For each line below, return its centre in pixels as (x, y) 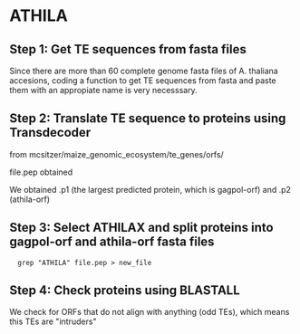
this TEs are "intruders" (53, 321)
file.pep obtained (41, 172)
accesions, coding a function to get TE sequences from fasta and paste (143, 81)
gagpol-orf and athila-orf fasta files (112, 242)
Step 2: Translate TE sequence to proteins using (148, 119)
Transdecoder (50, 133)
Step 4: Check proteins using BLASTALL (125, 291)
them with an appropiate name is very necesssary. (103, 90)
